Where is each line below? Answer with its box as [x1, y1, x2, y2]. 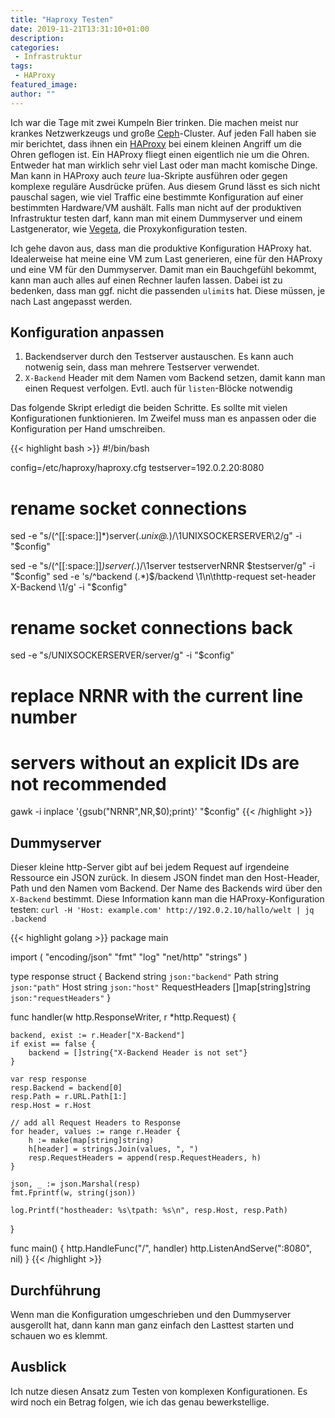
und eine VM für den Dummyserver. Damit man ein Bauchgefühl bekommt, [10, 263, 317, 275]
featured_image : [10, 80, 78, 90]
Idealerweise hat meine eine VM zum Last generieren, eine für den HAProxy [10, 252, 323, 265]
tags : [10, 61, 33, 71]
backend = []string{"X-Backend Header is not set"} [28, 1048, 248, 1058]
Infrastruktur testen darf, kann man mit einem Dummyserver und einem [10, 212, 303, 224]
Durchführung [10, 1282, 102, 1299]
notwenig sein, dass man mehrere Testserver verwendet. [24, 361, 260, 373]
